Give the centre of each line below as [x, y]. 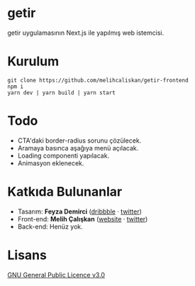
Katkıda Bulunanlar [65, 192]
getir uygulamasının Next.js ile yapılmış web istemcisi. [86, 33]
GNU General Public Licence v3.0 [56, 275]
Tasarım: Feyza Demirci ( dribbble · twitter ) [79, 211]
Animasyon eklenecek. [51, 163]
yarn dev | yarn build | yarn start [61, 93]
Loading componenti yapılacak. [63, 155]
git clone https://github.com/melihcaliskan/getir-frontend [98, 80]
